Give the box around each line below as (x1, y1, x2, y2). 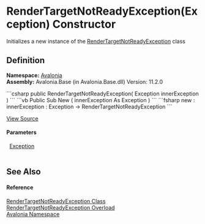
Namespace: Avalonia (6, 72, 62, 79)
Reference (6, 184, 34, 191)
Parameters (6, 129, 37, 136)
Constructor (52, 17, 116, 31)
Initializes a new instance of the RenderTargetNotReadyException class (6, 37, 185, 45)
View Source (6, 114, 39, 122)
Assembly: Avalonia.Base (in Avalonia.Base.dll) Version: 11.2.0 (6, 78, 163, 85)
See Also (6, 166, 41, 177)
